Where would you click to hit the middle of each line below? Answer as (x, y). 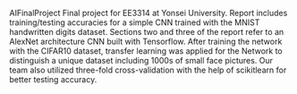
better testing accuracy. (53, 79)
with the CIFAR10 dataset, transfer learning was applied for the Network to (146, 51)
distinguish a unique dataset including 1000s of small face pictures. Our (141, 60)
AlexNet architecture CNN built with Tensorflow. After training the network (146, 41)
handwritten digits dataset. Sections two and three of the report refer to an (147, 32)
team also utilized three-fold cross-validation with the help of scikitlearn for (148, 70)
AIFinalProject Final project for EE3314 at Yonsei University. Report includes (148, 13)
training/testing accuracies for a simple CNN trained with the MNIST (135, 22)
